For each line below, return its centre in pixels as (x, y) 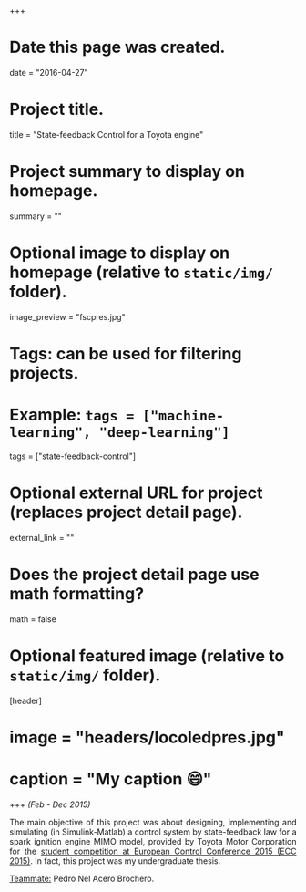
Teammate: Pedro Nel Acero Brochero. (82, 878)
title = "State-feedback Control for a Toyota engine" (107, 134)
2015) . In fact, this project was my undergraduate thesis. (115, 861)
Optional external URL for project (136, 493)
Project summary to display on (127, 172)
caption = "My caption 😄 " (111, 779)
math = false (33, 619)
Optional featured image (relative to (147, 655)
